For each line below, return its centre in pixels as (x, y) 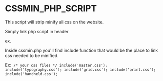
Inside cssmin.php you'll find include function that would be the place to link (81, 50)
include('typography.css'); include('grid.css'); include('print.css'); (81, 70)
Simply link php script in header (37, 31)
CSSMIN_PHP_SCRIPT (51, 9)
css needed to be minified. (32, 55)
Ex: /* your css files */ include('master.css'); (56, 65)
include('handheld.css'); (31, 74)
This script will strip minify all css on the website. (54, 22)
